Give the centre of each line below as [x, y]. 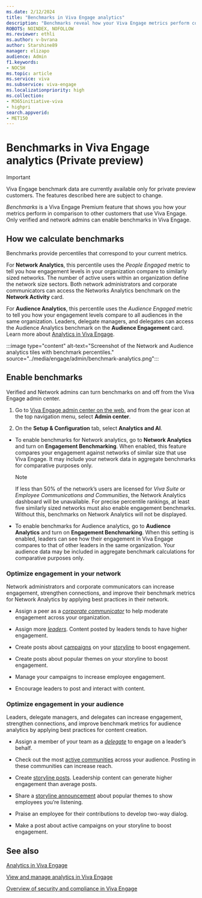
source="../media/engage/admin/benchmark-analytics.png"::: [83, 358]
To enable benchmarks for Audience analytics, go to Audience [93, 526]
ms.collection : [25, 96]
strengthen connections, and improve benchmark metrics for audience [94, 723]
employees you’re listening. [49, 802]
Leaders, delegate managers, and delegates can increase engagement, [95, 717]
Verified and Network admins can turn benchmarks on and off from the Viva [100, 392]
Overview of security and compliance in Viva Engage [72, 889]
